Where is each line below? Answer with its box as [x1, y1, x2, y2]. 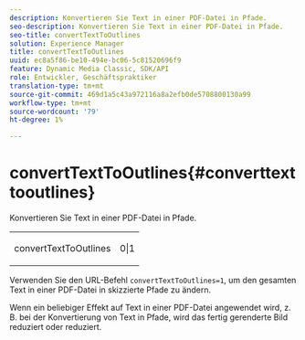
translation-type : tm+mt [9, 81, 104, 90]
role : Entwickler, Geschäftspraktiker [9, 73, 157, 82]
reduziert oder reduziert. [9, 322, 102, 333]
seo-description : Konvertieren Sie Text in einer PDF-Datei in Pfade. [9, 22, 284, 31]
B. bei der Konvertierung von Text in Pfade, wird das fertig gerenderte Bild [9, 312, 289, 323]
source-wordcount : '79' [9, 107, 100, 116]
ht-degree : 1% [9, 115, 64, 124]
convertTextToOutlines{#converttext [9, 163, 297, 184]
